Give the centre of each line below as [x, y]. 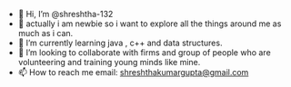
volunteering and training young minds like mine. [109, 62]
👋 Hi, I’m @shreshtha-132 [65, 14]
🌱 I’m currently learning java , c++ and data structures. [120, 43]
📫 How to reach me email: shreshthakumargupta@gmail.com [133, 72]
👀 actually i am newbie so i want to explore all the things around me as [150, 24]
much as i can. [45, 33]
